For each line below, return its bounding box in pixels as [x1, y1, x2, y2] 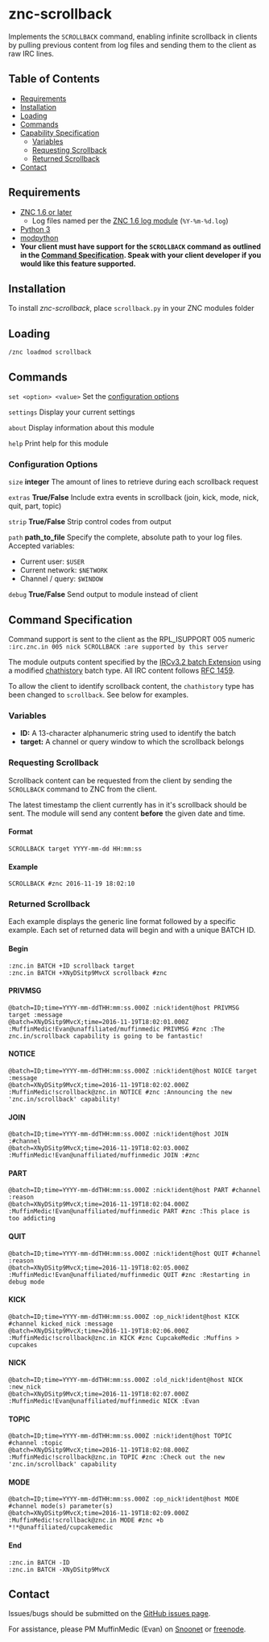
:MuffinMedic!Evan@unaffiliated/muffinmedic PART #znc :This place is [8, 1207, 250, 1216]
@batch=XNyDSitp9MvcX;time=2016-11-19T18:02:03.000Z [8, 1144, 189, 1153]
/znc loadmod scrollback [8, 348, 92, 356]
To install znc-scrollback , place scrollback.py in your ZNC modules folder [8, 304, 255, 313]
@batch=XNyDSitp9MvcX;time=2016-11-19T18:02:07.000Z [8, 1390, 189, 1398]
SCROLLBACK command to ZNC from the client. [8, 784, 157, 794]
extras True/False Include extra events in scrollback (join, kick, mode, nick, [8, 493, 259, 502]
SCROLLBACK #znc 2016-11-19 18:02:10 [8, 880, 135, 888]
